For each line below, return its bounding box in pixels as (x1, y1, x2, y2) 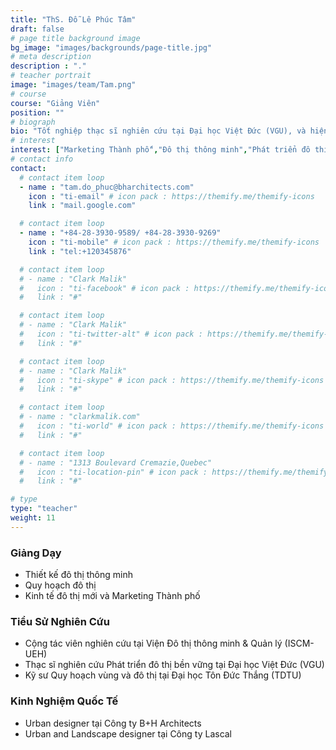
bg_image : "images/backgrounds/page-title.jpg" (10, 42, 213, 53)
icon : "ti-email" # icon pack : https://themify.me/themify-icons (28, 191, 315, 201)
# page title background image (10, 33, 141, 43)
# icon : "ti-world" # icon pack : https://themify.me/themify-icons (19, 421, 325, 431)
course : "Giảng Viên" (10, 98, 101, 108)
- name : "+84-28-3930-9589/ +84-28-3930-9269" (19, 228, 222, 238)
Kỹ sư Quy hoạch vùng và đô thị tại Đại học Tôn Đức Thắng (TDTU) (24, 669, 302, 681)
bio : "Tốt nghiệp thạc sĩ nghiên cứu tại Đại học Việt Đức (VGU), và (10, 126, 307, 136)
